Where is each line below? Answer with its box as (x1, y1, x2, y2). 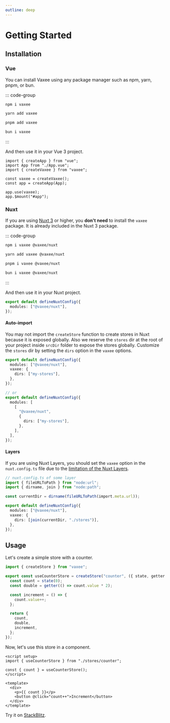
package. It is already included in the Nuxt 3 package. (5, 223, 119, 229)
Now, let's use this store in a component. (5, 644, 91, 650)
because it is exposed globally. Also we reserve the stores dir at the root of (5, 336, 163, 342)
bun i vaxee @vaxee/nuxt (5, 270, 58, 276)
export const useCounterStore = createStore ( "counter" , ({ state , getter (5, 574, 165, 579)
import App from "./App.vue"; (5, 163, 70, 168)
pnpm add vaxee (5, 120, 38, 126)
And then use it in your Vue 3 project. (5, 148, 84, 155)
